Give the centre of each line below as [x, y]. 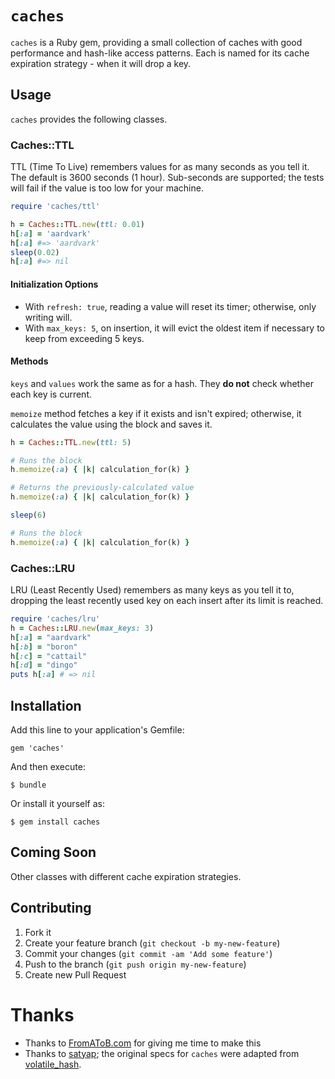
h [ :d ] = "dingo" [44, 665]
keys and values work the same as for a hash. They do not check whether [162, 383]
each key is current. [51, 394]
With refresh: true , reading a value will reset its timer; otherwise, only [170, 306]
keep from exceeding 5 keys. [84, 338]
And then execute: [48, 766]
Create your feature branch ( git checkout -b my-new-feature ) [152, 943]
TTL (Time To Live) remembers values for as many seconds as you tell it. [160, 167]
